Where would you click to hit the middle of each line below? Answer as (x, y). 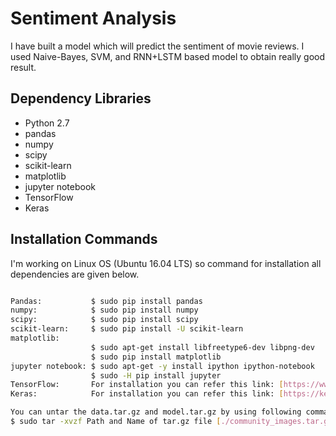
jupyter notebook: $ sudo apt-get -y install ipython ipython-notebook (162, 366)
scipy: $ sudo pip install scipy (104, 320)
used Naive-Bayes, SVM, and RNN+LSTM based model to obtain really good (167, 56)
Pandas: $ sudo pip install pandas (106, 301)
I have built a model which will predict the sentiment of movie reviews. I (157, 46)
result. (23, 67)
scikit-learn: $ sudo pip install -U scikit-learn (127, 329)
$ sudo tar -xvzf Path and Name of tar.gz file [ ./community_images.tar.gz (171, 422)
